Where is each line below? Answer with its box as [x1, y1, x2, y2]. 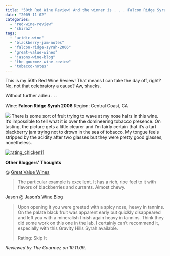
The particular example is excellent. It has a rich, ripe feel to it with [17, 179, 156, 185]
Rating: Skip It [17, 235, 47, 241]
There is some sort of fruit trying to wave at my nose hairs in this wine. [11, 113, 159, 119]
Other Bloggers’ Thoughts [5, 160, 62, 166]
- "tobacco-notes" [10, 64, 49, 69]
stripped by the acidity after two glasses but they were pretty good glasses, [5, 134, 163, 140]
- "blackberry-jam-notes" [10, 40, 65, 45]
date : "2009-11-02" [5, 12, 47, 17]
